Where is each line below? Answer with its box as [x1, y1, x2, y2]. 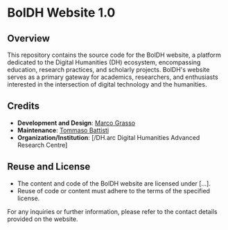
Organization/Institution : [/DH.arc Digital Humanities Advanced [17, 133, 200, 141]
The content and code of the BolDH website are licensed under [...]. [17, 179, 211, 188]
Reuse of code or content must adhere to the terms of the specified [17, 186, 210, 195]
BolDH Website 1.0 [7, 5, 116, 21]
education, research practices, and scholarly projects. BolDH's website [7, 66, 210, 73]
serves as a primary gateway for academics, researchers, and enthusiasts [7, 73, 218, 81]
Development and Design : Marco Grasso [17, 118, 136, 127]
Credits [7, 100, 40, 112]
